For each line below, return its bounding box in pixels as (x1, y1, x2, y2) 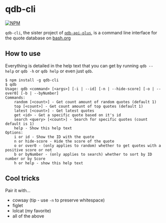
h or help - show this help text (14, 161, 83, 166)
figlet (12, 202, 23, 208)
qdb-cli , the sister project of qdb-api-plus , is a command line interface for (5, 29, 158, 35)
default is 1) (5, 121, 35, 126)
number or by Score (5, 156, 46, 161)
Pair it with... (5, 187, 31, 193)
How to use (5, 49, 41, 58)
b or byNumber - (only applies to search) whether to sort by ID (14, 152, 153, 157)
